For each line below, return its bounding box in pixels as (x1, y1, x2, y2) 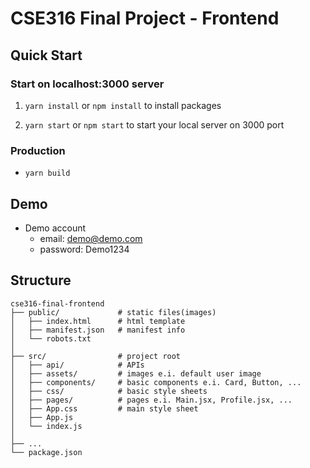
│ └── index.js (10, 421, 83, 431)
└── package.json (10, 447, 83, 457)
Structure (10, 272, 72, 289)
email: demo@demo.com (39, 232, 143, 244)
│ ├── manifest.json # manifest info (10, 325, 186, 335)
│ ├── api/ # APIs (10, 360, 145, 370)
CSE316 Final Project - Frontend (10, 7, 280, 30)
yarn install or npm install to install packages (24, 99, 222, 111)
